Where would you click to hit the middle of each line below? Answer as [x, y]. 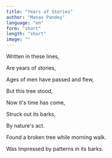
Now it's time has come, [36, 103]
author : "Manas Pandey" [36, 17]
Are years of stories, [31, 68]
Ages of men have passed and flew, [50, 79]
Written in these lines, [33, 56]
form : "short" [24, 28]
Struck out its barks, [31, 114]
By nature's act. [25, 126]
